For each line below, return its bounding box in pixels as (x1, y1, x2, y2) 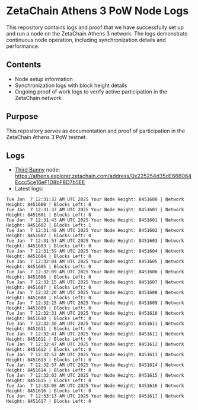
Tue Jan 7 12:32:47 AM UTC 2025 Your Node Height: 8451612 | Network (6, 341, 184, 347)
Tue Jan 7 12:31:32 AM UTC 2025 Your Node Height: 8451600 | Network (6, 196, 184, 202)
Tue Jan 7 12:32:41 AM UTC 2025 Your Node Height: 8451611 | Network (6, 331, 184, 337)
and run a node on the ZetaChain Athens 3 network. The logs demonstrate (6, 30, 188, 37)
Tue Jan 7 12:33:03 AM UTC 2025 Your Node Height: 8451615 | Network (6, 373, 184, 379)
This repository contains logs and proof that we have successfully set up (6, 24, 184, 31)
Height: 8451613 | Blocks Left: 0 (6, 357, 92, 363)
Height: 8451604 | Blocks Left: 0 (6, 253, 92, 260)
